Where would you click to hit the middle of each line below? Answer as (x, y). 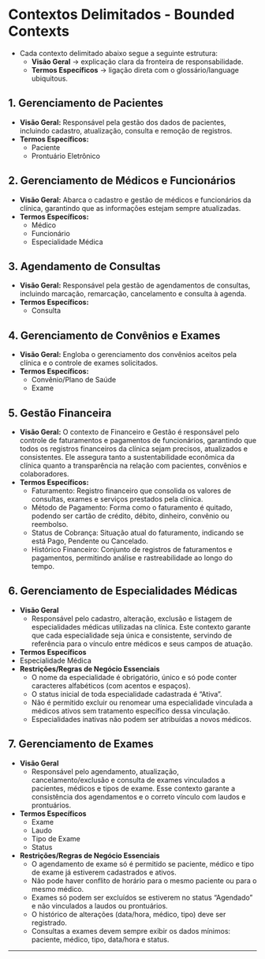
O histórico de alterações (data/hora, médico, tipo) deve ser (129, 914)
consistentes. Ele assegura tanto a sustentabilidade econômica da (127, 457)
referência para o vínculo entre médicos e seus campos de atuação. (142, 643)
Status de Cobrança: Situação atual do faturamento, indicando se (138, 532)
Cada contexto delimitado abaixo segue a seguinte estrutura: (119, 53)
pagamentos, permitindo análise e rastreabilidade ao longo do (132, 558)
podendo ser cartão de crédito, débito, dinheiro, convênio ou (131, 516)
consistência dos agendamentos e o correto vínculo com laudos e (138, 796)
